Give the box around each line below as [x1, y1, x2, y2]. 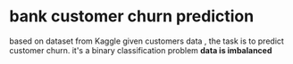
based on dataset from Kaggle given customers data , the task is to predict [9, 36, 284, 46]
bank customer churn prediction [9, 6, 255, 27]
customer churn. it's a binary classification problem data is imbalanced [9, 44, 272, 55]
